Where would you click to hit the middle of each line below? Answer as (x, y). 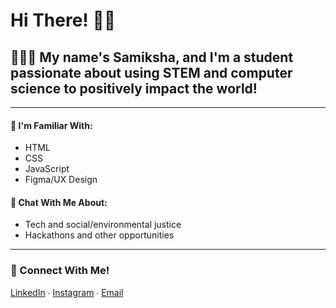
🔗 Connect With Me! (60, 271)
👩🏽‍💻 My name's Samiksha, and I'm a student (152, 57)
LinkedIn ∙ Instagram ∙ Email (67, 292)
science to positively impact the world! (134, 88)
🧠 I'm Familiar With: (51, 125)
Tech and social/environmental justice (103, 225)
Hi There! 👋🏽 (63, 20)
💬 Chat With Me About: (59, 202)
